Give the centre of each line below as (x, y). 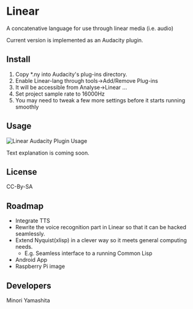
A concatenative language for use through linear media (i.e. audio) (90, 28)
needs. (24, 247)
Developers (29, 285)
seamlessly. (30, 234)
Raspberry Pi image (40, 266)
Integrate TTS (32, 221)
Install (18, 59)
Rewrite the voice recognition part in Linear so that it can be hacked (101, 227)
